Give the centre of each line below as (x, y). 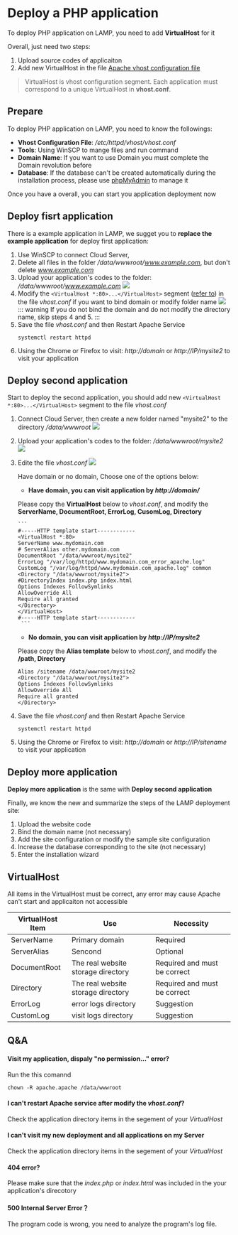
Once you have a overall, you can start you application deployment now (112, 194)
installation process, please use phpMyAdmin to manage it (103, 180)
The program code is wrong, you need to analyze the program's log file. (112, 1224)
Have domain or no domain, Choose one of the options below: (108, 477)
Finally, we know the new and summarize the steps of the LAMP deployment (119, 803)
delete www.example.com (56, 270)
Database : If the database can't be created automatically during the (117, 173)
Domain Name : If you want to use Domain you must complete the (113, 157)
